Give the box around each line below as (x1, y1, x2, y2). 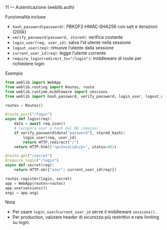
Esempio (5, 70, 23, 76)
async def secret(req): (5, 163, 55, 168)
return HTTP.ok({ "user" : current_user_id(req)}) (14, 167, 117, 172)
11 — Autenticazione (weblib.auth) (5, 4, 75, 10)
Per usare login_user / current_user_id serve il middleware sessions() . (12, 209, 157, 215)
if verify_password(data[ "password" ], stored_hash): (14, 130, 126, 135)
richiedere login (12, 61, 45, 66)
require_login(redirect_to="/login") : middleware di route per (12, 55, 142, 61)
